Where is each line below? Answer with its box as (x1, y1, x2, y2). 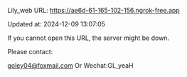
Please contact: (7, 48, 53, 56)
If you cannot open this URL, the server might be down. (7, 34, 169, 42)
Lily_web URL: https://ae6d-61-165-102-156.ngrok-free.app (7, 6, 180, 14)
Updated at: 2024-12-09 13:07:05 (7, 20, 105, 28)
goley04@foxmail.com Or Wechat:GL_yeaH (7, 61, 134, 70)
